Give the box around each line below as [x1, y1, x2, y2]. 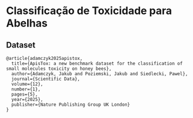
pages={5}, [11, 92, 38, 97]
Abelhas [6, 16, 48, 30]
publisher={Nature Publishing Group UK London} [11, 102, 131, 107]
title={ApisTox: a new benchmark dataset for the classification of [11, 60, 183, 66]
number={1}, [11, 86, 41, 92]
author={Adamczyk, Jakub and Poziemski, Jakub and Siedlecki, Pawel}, [11, 71, 188, 77]
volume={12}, [11, 81, 44, 87]
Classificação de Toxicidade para [6, 4, 172, 18]
